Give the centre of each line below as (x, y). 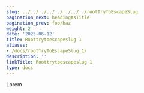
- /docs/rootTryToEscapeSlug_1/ (46, 51)
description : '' (26, 56)
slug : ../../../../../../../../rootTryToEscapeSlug (72, 12)
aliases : (17, 46)
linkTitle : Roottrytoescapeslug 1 (49, 62)
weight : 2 (19, 28)
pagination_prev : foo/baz (38, 23)
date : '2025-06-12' (31, 34)
